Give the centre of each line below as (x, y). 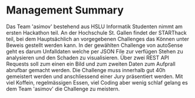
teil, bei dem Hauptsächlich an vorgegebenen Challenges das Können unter (98, 39)
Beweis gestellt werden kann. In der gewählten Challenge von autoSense (95, 45)
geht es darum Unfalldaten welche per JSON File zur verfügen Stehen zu (95, 51)
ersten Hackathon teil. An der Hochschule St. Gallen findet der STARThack (96, 32)
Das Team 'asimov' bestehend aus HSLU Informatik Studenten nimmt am (94, 26)
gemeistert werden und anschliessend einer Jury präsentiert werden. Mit (95, 76)
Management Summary (65, 10)
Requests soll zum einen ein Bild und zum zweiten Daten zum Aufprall (91, 64)
